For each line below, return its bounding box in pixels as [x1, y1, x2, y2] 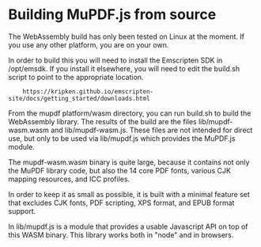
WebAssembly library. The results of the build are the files [8, 116, 197, 126]
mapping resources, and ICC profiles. [8, 174, 130, 184]
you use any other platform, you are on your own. [8, 40, 169, 49]
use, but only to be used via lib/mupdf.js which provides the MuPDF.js [8, 133, 236, 143]
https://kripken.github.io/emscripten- [22, 87, 154, 96]
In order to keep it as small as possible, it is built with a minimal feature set [8, 189, 251, 199]
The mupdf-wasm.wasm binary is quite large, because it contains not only [8, 157, 250, 167]
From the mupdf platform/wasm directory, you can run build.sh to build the [8, 108, 252, 118]
